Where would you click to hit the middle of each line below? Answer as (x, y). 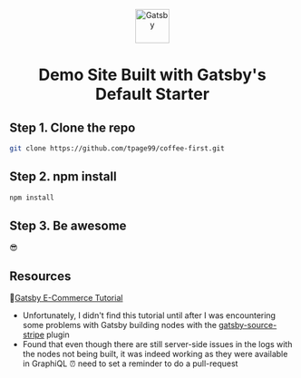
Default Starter (152, 94)
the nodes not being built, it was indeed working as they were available (155, 354)
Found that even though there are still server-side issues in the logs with (157, 344)
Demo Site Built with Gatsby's (152, 75)
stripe (34, 334)
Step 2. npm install (63, 177)
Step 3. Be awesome (68, 225)
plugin (58, 334)
